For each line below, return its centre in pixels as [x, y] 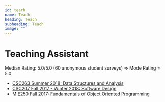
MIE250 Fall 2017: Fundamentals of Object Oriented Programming [81, 94]
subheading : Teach [24, 24]
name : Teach [17, 15]
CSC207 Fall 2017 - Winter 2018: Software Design [64, 89]
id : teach [15, 10]
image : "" [15, 29]
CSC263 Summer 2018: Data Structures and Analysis [68, 83]
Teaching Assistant [47, 54]
